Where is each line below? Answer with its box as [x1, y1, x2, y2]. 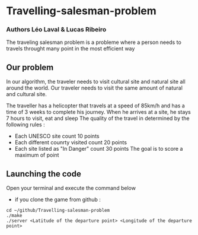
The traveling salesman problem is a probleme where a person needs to [6, 39, 182, 46]
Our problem [6, 62, 54, 72]
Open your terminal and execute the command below [6, 185, 136, 192]
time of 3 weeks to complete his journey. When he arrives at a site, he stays [6, 109, 191, 116]
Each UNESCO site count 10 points [14, 132, 100, 140]
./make [6, 212, 23, 219]
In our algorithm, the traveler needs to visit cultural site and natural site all [6, 78, 186, 85]
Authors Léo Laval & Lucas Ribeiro [6, 26, 107, 34]
